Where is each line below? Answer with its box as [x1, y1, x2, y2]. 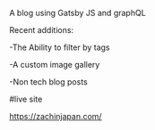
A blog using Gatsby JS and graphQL [9, 8, 146, 18]
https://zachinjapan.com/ [9, 111, 102, 121]
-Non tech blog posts [9, 77, 88, 87]
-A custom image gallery [9, 60, 100, 69]
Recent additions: [9, 25, 74, 35]
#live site [9, 93, 43, 104]
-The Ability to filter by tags [9, 42, 110, 53]
